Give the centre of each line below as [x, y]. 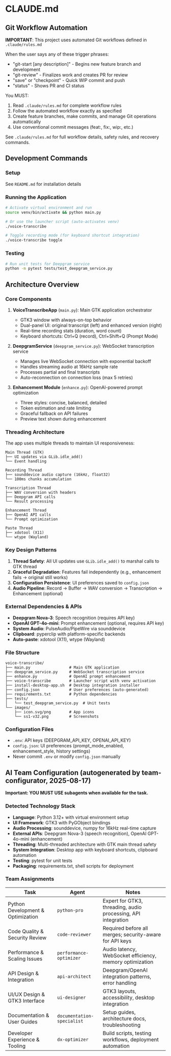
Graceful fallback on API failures [54, 413]
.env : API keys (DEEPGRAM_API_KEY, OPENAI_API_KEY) [72, 740]
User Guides [23, 1021]
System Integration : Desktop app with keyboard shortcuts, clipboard [85, 850]
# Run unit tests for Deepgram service [48, 264]
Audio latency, [120, 949]
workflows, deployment [131, 1039]
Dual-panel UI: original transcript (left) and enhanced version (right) [91, 325]
